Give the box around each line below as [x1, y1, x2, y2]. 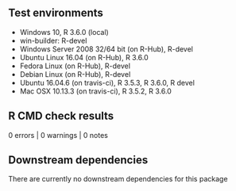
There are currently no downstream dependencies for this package [8, 174, 228, 184]
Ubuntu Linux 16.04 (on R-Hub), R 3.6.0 [19, 52, 149, 62]
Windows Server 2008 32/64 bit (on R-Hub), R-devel [19, 44, 193, 54]
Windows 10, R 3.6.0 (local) [19, 27, 109, 36]
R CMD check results [8, 109, 114, 123]
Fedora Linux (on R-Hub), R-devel [19, 61, 131, 71]
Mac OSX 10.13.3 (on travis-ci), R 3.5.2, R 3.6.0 [19, 86, 172, 96]
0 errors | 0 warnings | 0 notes [8, 130, 109, 139]
